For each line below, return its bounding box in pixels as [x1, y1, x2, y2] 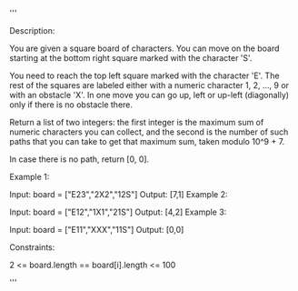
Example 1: [9, 172, 50, 182]
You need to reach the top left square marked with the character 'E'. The [9, 70, 280, 81]
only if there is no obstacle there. [9, 99, 134, 110]
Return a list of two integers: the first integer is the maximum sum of [9, 117, 264, 127]
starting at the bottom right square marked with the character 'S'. [9, 53, 253, 63]
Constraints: [9, 242, 55, 253]
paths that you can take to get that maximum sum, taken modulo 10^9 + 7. [9, 136, 285, 146]
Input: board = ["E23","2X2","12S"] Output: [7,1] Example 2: [9, 189, 228, 199]
